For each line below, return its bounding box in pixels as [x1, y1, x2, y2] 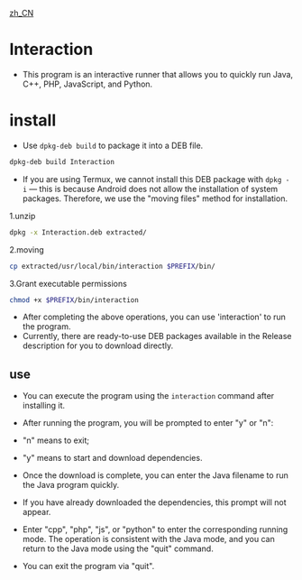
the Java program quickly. [22, 480, 120, 491]
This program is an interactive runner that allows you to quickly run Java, [22, 69, 294, 79]
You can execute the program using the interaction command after [22, 391, 275, 401]
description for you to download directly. [22, 340, 174, 351]
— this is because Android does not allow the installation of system [28, 183, 279, 194]
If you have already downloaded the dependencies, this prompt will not [22, 497, 287, 508]
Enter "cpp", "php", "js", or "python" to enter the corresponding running [22, 524, 288, 535]
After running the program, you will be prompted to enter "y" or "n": [22, 418, 274, 428]
